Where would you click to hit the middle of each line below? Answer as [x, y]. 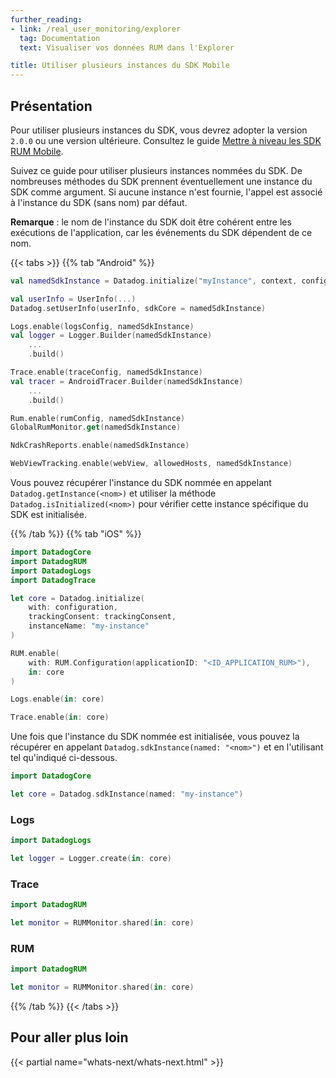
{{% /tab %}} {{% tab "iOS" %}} [76, 534]
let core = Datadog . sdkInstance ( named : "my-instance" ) [127, 794]
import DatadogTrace [53, 580]
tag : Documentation [60, 38]
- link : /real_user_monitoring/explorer [96, 29]
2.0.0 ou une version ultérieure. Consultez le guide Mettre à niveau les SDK [166, 140]
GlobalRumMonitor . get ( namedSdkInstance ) [96, 427]
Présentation [51, 106]
